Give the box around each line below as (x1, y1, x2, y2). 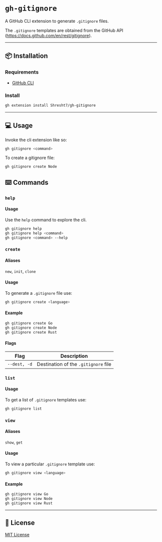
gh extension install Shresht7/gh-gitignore (5, 103, 96, 108)
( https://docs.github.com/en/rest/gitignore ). (5, 32, 92, 38)
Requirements (5, 69, 39, 76)
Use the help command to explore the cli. (5, 217, 87, 223)
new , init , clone (5, 268, 36, 274)
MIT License (5, 531, 30, 537)
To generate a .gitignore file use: (5, 290, 72, 296)
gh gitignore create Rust (5, 330, 57, 335)
